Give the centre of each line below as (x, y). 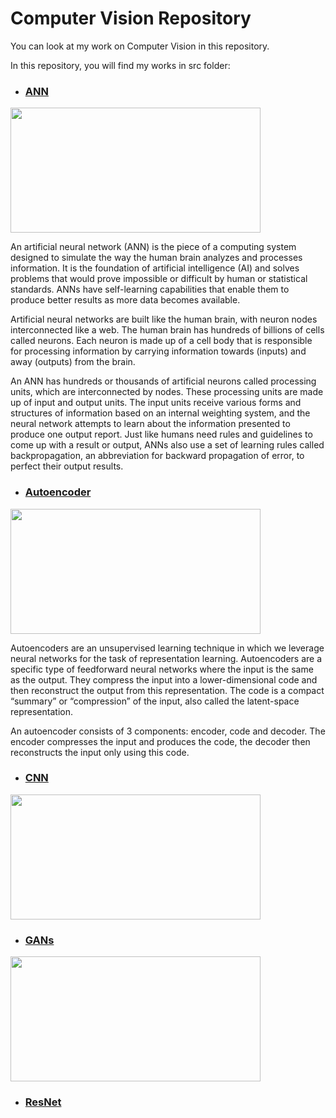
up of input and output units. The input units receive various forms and (156, 403)
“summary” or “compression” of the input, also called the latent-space (155, 701)
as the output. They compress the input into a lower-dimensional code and (164, 679)
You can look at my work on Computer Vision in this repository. (140, 46)
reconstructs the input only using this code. (100, 752)
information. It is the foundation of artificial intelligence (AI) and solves (155, 268)
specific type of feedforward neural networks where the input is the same (162, 669)
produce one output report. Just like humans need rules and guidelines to (161, 434)
